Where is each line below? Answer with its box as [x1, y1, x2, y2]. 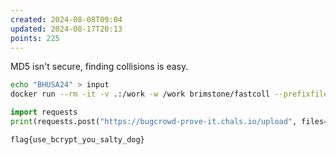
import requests [10, 107, 78, 118]
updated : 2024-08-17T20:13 [10, 24, 123, 34]
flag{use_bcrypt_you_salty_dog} [10, 134, 145, 145]
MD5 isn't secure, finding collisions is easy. [10, 61, 189, 73]
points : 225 [10, 33, 60, 43]
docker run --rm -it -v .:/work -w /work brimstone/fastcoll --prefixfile [10, 89, 329, 100]
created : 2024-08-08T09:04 [10, 14, 123, 25]
